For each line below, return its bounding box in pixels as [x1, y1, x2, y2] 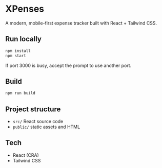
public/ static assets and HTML [12, 124, 80, 130]
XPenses [5, 3, 45, 15]
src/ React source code [12, 118, 64, 124]
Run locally [5, 35, 42, 43]
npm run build [5, 90, 36, 96]
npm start [5, 53, 27, 58]
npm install [5, 48, 31, 54]
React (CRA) [12, 152, 39, 158]
